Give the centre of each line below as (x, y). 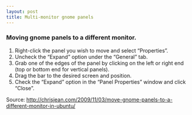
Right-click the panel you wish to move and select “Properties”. (91, 50)
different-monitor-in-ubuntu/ (41, 106)
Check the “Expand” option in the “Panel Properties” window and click (100, 82)
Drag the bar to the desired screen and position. (73, 75)
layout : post (22, 11)
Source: (16, 99)
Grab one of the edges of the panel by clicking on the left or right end (99, 63)
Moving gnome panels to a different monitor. (71, 38)
